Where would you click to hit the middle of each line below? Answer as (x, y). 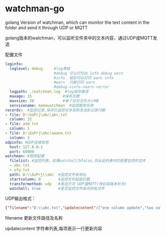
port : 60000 (22, 152)
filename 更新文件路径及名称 (34, 218)
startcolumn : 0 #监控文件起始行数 (50, 179)
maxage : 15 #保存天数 (45, 96)
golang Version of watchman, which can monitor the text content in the (77, 22)
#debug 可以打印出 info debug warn (88, 73)
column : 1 (20, 129)
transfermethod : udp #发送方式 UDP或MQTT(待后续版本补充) (68, 184)
